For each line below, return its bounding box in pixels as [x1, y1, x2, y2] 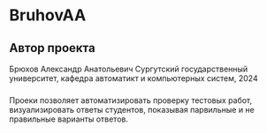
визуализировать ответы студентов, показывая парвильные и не [9, 104, 255, 115]
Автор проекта [9, 41, 95, 55]
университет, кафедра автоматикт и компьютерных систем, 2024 [9, 73, 258, 84]
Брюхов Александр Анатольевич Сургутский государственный [9, 63, 248, 74]
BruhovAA [9, 5, 87, 26]
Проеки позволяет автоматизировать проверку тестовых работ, [9, 94, 253, 106]
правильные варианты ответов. [9, 114, 128, 124]
